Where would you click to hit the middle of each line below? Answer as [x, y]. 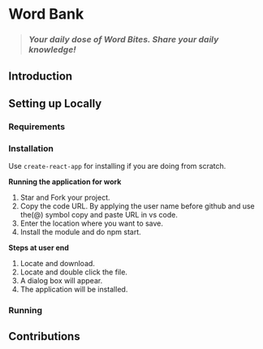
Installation [31, 149]
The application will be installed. [74, 290]
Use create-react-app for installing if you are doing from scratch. [117, 166]
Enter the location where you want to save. [92, 223]
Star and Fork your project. [65, 198]
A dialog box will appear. [61, 281]
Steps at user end [39, 248]
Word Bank [46, 14]
